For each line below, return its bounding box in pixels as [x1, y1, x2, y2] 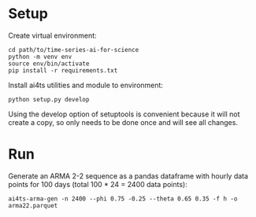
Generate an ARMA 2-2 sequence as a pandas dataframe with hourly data [8, 171, 249, 181]
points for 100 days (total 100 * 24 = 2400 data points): [8, 179, 187, 189]
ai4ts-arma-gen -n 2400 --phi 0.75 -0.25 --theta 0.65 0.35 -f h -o [8, 194, 238, 203]
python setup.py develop [8, 95, 90, 103]
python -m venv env [8, 53, 72, 61]
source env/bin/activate [8, 60, 90, 68]
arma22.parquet [8, 201, 58, 209]
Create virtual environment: [8, 31, 97, 40]
